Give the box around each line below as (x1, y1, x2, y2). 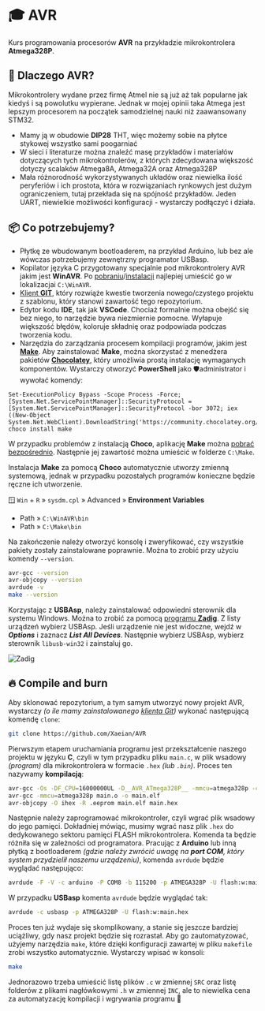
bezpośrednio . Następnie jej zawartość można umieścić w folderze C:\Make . (8, 447, 255, 457)
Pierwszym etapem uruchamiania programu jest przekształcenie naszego (8, 744, 247, 753)
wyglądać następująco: (8, 864, 84, 873)
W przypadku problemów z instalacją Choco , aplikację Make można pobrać (8, 438, 255, 448)
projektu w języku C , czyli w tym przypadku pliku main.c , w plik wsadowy (8, 752, 247, 762)
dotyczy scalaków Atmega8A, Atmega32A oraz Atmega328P (19, 163, 218, 173)
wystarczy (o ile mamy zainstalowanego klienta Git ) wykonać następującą (8, 706, 249, 715)
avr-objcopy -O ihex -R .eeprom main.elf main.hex (8, 799, 178, 807)
